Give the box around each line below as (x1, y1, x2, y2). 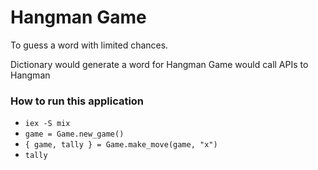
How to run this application (10, 94, 145, 108)
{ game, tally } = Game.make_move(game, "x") (24, 140, 218, 150)
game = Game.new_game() (24, 129, 125, 140)
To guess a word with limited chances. (10, 39, 169, 51)
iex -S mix (24, 119, 71, 129)
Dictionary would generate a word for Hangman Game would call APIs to (10, 58, 309, 70)
